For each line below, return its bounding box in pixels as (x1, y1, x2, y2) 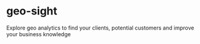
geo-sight (6, 4, 58, 18)
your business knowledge (6, 30, 71, 37)
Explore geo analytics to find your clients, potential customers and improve (6, 24, 195, 31)
